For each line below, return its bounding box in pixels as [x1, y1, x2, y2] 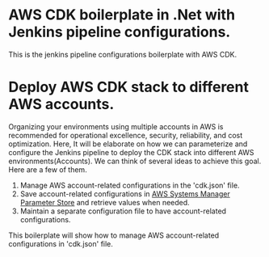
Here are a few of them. [8, 164, 87, 175]
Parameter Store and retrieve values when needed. [19, 197, 190, 207]
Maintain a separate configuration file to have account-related [19, 206, 227, 216]
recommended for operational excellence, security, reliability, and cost [8, 130, 243, 140]
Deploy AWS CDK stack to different [8, 78, 249, 96]
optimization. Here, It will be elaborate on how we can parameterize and [8, 139, 248, 149]
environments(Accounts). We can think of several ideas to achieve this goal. [8, 156, 262, 166]
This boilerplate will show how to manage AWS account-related [8, 230, 220, 240]
